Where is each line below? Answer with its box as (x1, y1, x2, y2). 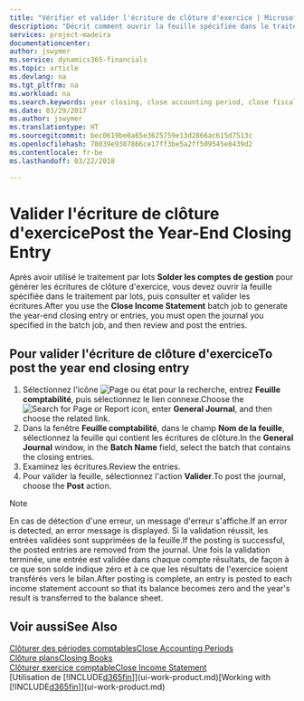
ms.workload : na (9, 89, 71, 98)
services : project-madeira (9, 30, 111, 39)
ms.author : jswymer (9, 114, 83, 123)
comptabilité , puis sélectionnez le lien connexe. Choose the (22, 394, 244, 405)
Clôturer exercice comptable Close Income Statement (9, 662, 207, 673)
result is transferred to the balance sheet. (9, 592, 164, 603)
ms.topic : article (9, 64, 79, 73)
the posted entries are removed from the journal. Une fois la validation (9, 544, 271, 555)
